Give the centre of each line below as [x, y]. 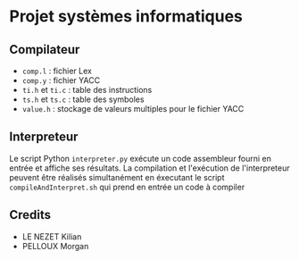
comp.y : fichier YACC [61, 80]
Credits [30, 215]
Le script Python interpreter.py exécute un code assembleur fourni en [141, 158]
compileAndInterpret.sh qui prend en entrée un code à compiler [127, 187]
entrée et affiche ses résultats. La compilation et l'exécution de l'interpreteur [149, 168]
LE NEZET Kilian [52, 236]
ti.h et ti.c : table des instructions [87, 90]
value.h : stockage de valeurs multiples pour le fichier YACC [133, 109]
